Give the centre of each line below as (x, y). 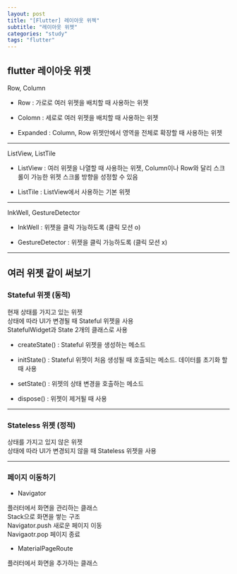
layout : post (26, 14)
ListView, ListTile (32, 153)
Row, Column (26, 88)
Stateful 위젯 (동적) (39, 295)
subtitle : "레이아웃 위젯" (42, 27)
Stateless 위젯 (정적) (42, 425)
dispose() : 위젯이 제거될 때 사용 (62, 398)
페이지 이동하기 (32, 477)
